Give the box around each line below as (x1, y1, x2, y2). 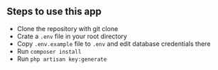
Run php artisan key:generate (16, 54, 107, 63)
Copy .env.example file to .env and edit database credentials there (16, 39, 211, 48)
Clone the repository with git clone (16, 24, 119, 33)
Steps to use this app (6, 6, 102, 18)
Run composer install (16, 47, 82, 55)
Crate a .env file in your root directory (16, 32, 127, 40)
